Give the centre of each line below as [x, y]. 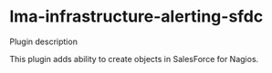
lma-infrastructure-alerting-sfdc [136, 17]
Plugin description [43, 41]
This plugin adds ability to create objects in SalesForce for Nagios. [134, 59]
